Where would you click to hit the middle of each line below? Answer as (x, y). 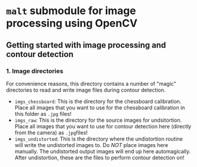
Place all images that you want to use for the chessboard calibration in (100, 108)
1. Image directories (35, 71)
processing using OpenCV (72, 23)
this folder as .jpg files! (43, 113)
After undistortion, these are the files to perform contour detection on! (99, 158)
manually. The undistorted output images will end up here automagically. (103, 151)
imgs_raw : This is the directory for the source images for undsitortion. (98, 120)
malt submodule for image (71, 11)
